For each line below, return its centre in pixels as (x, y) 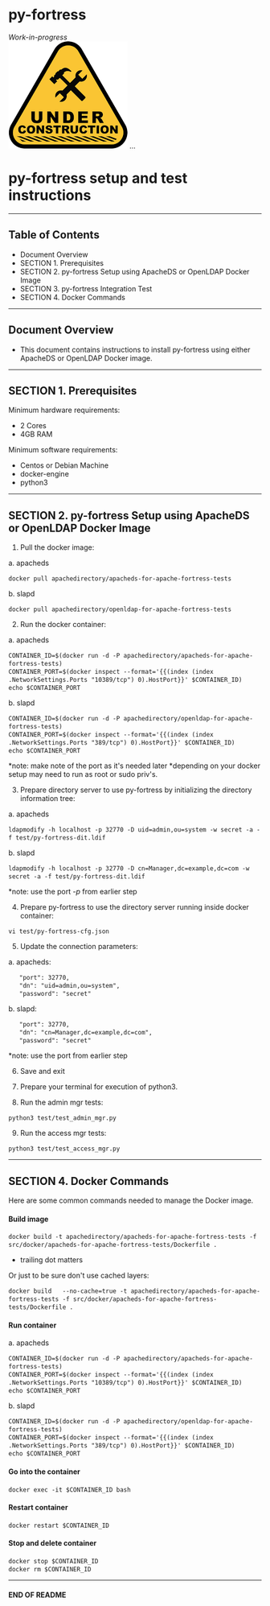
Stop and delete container (53, 1543)
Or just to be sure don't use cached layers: (79, 1276)
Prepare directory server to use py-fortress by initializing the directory (136, 790)
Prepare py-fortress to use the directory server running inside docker (134, 907)
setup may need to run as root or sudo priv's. (83, 774)
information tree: (47, 799)
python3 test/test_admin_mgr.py (62, 1118)
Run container (33, 1325)
